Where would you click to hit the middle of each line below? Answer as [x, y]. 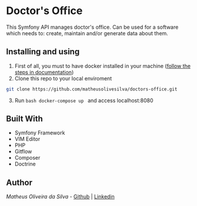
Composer [27, 158]
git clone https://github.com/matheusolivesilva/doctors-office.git [92, 89]
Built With [24, 119]
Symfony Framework [40, 133]
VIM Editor [27, 139]
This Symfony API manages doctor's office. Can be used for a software [92, 27]
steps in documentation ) [44, 72]
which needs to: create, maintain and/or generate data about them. [87, 33]
